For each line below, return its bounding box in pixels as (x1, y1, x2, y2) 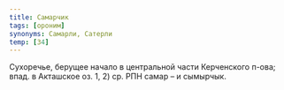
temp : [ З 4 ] (9, 37, 50, 47)
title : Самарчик (9, 12, 69, 22)
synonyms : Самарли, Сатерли (9, 29, 113, 38)
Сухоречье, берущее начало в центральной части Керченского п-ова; (9, 62, 276, 72)
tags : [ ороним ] (9, 21, 65, 30)
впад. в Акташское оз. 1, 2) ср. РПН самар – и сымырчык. (9, 71, 227, 82)
